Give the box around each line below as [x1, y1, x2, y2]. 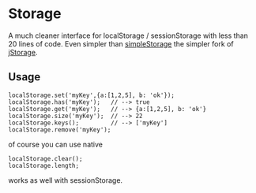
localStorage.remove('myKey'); [8, 125, 111, 134]
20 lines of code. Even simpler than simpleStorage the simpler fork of [8, 39, 235, 48]
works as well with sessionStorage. [8, 175, 123, 185]
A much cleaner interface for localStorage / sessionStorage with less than [8, 31, 249, 40]
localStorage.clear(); [8, 154, 83, 162]
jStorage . [8, 47, 38, 57]
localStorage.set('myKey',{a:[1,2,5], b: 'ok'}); [8, 91, 175, 99]
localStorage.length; [8, 161, 80, 169]
